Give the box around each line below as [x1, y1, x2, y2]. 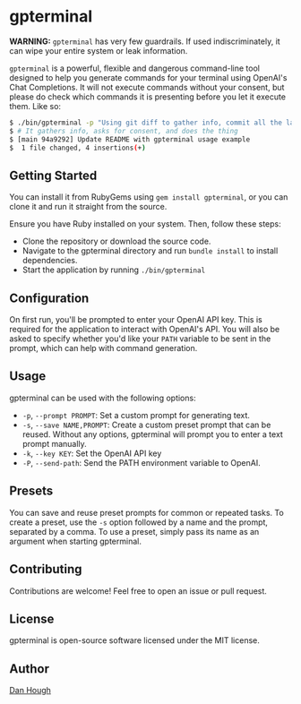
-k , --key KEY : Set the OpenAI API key [21, 448, 162, 459]
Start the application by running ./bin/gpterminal [21, 264, 206, 275]
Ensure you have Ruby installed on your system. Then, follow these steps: [9, 219, 282, 229]
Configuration [9, 290, 90, 305]
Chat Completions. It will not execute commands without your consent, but [9, 82, 285, 92]
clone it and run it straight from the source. [9, 202, 168, 212]
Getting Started [9, 167, 98, 183]
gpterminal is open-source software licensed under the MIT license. [9, 635, 260, 646]
